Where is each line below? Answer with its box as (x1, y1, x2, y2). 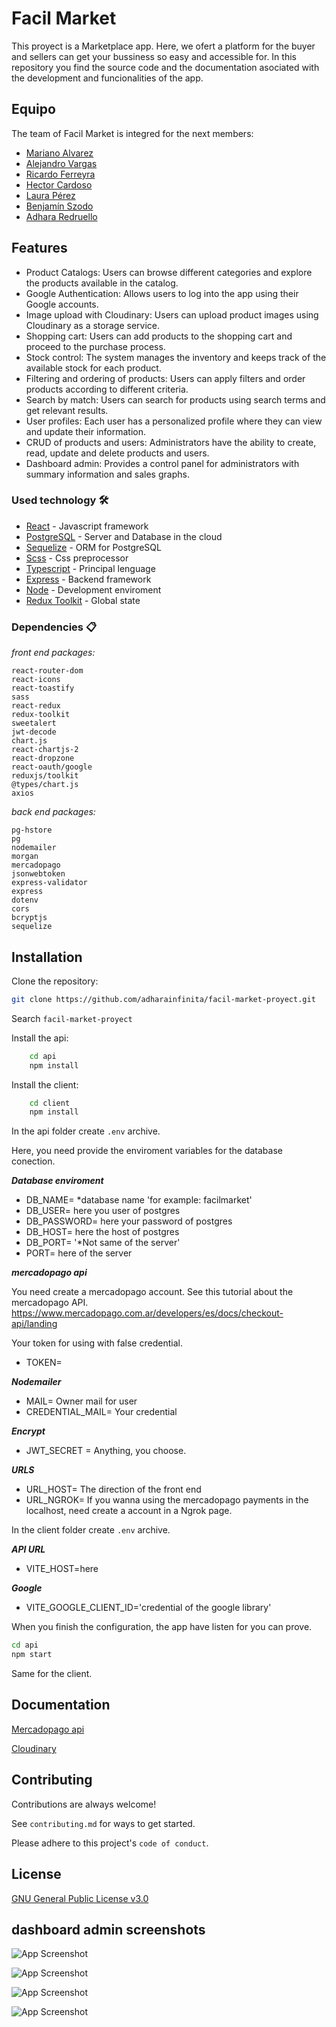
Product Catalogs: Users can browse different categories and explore (25, 266, 313, 278)
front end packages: (11, 647, 96, 659)
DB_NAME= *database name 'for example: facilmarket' (25, 1194, 253, 1206)
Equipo (11, 101, 56, 118)
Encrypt (11, 1425, 46, 1437)
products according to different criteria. (25, 383, 189, 395)
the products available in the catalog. (25, 277, 179, 289)
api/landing (11, 1318, 58, 1330)
